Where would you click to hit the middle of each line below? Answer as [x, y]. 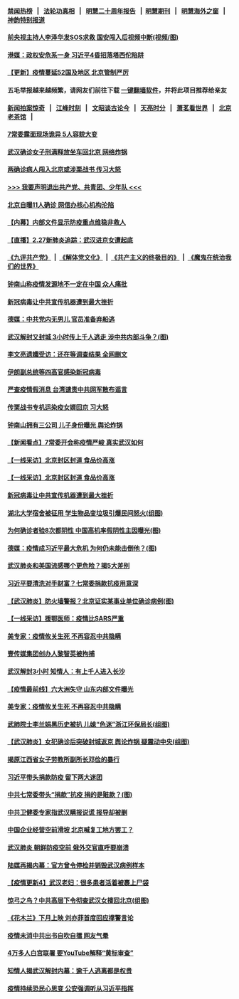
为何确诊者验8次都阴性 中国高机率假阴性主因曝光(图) [84, 531]
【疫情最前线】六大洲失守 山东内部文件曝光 [70, 689]
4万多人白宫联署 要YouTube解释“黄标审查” [70, 953]
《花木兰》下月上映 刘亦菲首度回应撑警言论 [70, 918]
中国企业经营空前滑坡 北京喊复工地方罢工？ [70, 830]
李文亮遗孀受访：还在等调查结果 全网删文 [68, 354]
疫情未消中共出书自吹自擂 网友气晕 [58, 935]
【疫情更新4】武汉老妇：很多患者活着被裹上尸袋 [78, 883]
